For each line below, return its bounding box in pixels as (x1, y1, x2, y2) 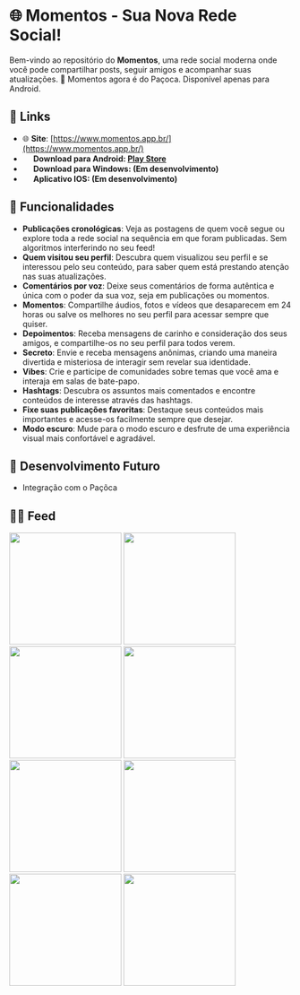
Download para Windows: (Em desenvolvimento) (32, 163, 219, 174)
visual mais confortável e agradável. (21, 432, 156, 444)
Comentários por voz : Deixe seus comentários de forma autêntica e (21, 280, 275, 291)
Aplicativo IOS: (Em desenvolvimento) (32, 173, 177, 184)
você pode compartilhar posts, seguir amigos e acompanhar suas (9, 64, 252, 74)
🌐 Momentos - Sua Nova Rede (9, 5, 237, 26)
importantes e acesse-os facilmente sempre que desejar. (21, 413, 234, 424)
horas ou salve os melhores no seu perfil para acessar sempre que (21, 308, 270, 319)
